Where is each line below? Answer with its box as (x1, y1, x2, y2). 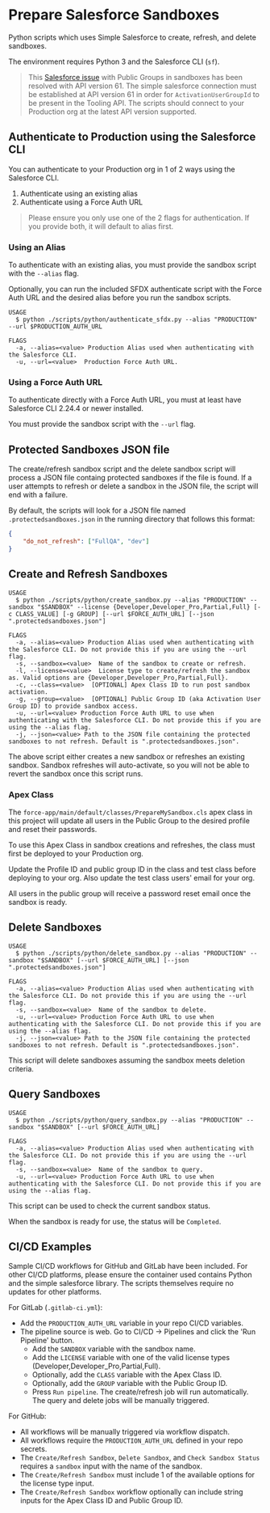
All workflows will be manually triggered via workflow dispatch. (19, 1427, 230, 1437)
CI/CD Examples (8, 1240, 92, 1253)
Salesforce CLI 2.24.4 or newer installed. (8, 404, 143, 413)
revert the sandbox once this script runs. (8, 768, 143, 778)
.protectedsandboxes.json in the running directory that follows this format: (8, 514, 255, 524)
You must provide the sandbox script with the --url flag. (8, 419, 196, 429)
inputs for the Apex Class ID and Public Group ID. (19, 1496, 184, 1506)
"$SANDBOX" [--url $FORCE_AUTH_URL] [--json (37, 956, 189, 964)
